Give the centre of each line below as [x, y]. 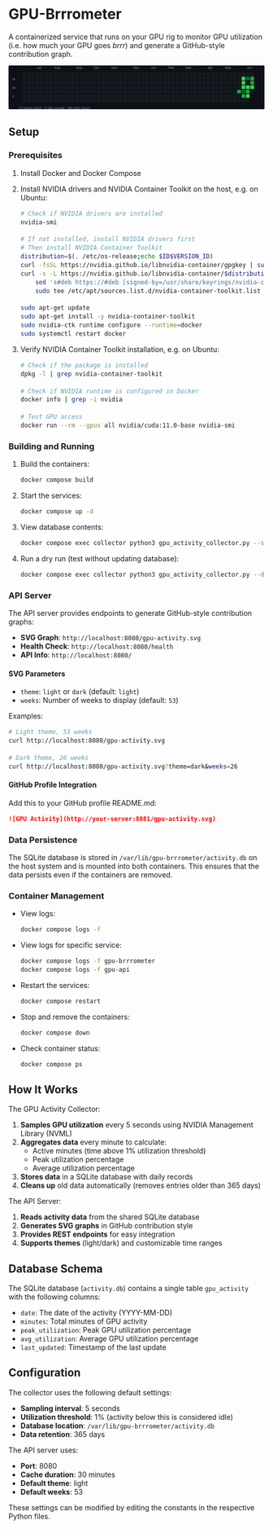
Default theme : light [54, 1483]
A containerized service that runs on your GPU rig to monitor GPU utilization [135, 37]
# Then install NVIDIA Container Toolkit [91, 248]
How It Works [43, 1090]
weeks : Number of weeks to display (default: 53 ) [99, 701]
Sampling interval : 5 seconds [70, 1408]
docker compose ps [51, 1064]
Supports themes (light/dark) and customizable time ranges [121, 1243]
